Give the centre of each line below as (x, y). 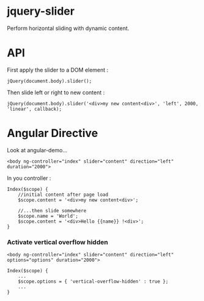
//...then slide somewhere (52, 210)
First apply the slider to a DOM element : (58, 70)
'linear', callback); (35, 109)
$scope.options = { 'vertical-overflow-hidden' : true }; (93, 282)
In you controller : (29, 178)
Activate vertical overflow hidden (58, 242)
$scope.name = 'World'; (48, 216)
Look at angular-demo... (37, 150)
